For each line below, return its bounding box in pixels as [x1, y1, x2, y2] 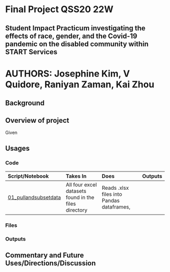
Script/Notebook [8, 173, 49, 180]
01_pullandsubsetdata [8, 194, 61, 201]
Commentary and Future [5, 251, 84, 259]
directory [65, 207, 88, 214]
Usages [5, 144, 30, 153]
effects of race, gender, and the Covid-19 [5, 31, 138, 40]
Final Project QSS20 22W [5, 4, 114, 15]
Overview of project [5, 116, 69, 125]
